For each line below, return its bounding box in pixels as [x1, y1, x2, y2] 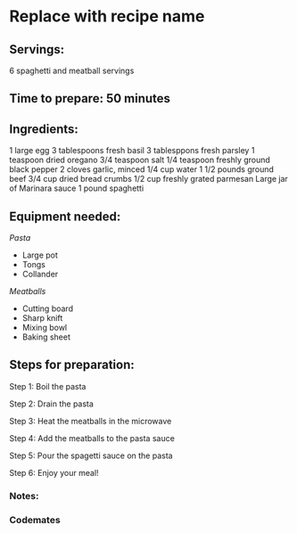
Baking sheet [21, 332, 71, 342]
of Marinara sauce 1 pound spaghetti [9, 183, 144, 193]
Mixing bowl [21, 323, 68, 333]
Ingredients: [9, 121, 78, 136]
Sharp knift [21, 313, 63, 324]
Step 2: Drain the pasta [9, 398, 94, 409]
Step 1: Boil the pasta [9, 381, 87, 391]
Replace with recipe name [9, 6, 205, 27]
